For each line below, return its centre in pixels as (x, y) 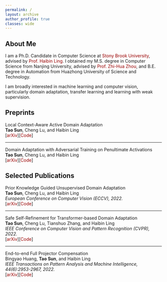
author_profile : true (28, 19)
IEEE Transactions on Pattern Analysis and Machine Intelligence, (72, 264)
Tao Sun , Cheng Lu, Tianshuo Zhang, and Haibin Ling (60, 223)
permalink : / (19, 10)
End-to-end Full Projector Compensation (47, 253)
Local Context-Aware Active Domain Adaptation (54, 124)
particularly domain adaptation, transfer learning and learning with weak (79, 92)
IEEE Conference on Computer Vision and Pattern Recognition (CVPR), (78, 228)
